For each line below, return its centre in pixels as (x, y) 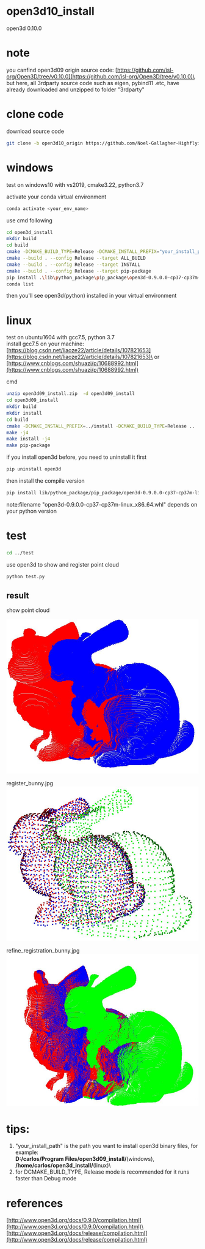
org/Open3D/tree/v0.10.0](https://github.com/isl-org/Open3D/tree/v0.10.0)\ (101, 76)
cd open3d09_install (33, 400)
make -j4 (17, 432)
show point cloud (28, 610)
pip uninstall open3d (34, 469)
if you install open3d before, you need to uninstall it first (77, 457)
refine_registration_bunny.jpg (43, 950)
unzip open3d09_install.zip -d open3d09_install (71, 394)
